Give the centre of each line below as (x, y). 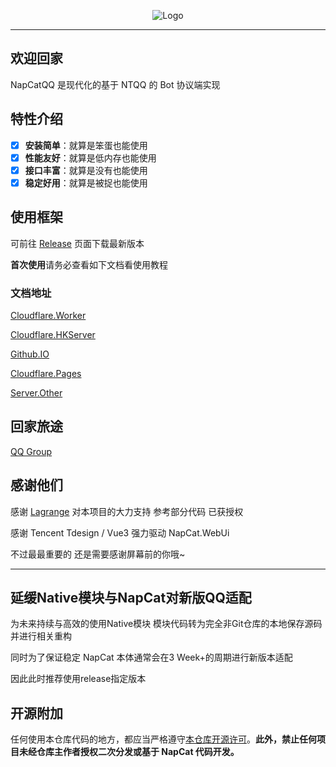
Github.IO (30, 354)
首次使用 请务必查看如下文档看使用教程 (89, 264)
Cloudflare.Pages (46, 373)
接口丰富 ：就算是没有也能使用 (86, 170)
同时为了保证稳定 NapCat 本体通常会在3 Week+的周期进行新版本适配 (151, 657)
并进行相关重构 (41, 636)
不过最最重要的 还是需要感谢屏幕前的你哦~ (98, 554)
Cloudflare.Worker (48, 315)
